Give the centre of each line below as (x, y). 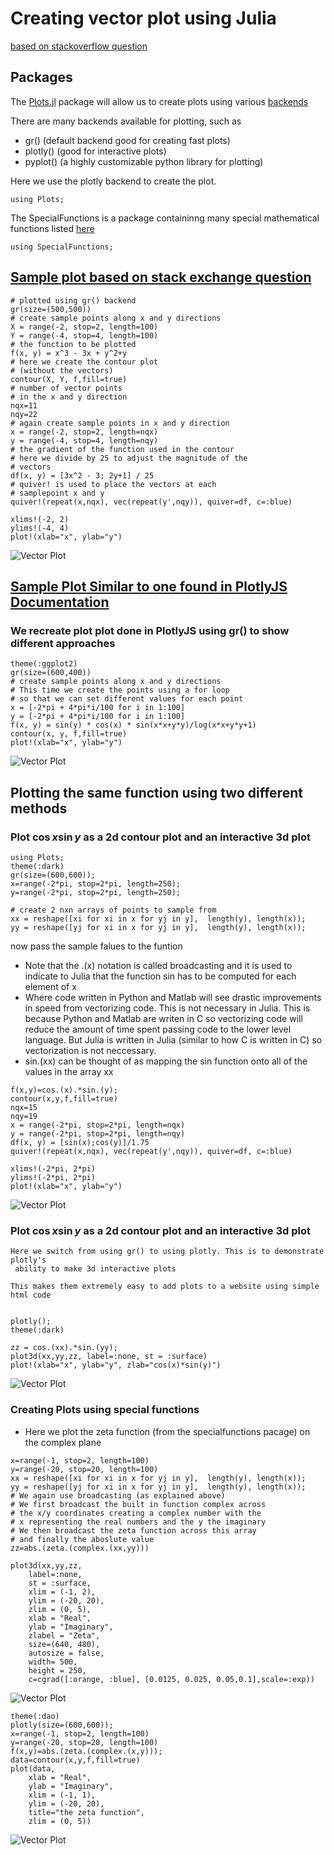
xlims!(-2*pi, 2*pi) (53, 1168)
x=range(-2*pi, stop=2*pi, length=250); (96, 883)
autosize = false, (66, 1653)
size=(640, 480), (64, 1644)
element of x (50, 986)
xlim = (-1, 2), (62, 1592)
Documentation (60, 602)
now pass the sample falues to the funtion (96, 946)
